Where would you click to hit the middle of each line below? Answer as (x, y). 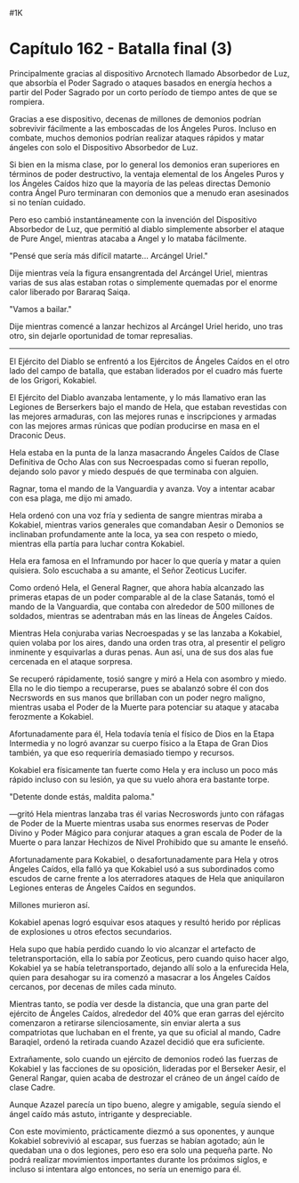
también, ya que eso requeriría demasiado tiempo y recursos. (122, 752)
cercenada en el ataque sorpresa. (71, 661)
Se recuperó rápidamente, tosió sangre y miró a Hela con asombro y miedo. (148, 679)
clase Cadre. (32, 1087)
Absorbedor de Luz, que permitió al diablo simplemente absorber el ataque (147, 229)
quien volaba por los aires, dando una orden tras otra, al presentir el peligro (147, 642)
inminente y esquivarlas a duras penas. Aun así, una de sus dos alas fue (141, 652)
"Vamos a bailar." (41, 309)
